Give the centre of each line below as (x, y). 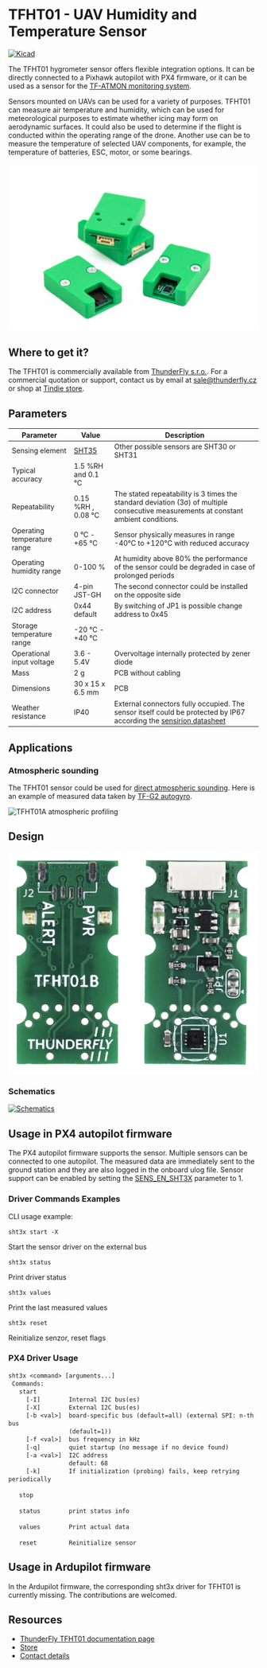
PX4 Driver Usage (43, 1358)
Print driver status (38, 1277)
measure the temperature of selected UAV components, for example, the (127, 143)
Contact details (44, 1656)
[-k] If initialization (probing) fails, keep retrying (133, 1471)
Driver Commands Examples (64, 1199)
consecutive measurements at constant (179, 511)
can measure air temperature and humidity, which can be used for (116, 110)
